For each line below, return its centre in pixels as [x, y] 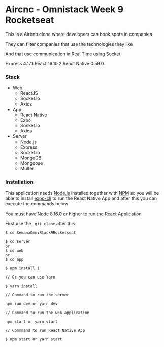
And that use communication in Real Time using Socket [63, 54]
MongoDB [31, 158]
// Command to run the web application [47, 313]
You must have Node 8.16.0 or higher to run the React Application [73, 214]
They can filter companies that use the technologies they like [69, 44]
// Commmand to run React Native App [45, 330]
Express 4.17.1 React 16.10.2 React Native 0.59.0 [55, 63]
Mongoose [31, 163]
